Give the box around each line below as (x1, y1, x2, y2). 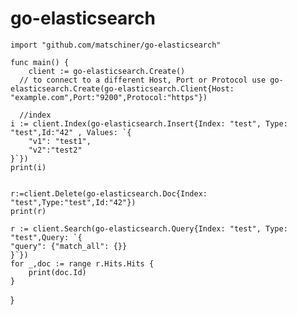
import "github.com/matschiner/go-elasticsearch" (10, 40, 222, 50)
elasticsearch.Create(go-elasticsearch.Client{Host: (10, 83, 235, 94)
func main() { (10, 57, 70, 67)
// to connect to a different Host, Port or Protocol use (19, 75, 267, 85)
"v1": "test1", (28, 136, 92, 146)
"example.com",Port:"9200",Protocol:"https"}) (10, 92, 208, 102)
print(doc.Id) (28, 267, 87, 277)
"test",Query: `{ (10, 232, 83, 242)
